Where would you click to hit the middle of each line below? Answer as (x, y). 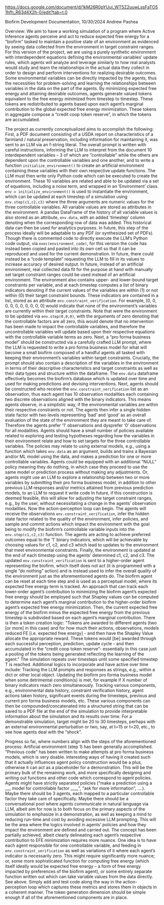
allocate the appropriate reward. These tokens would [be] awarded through (81, 638)
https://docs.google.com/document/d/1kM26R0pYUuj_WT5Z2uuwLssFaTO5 (82, 7)
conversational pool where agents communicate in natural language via (77, 804)
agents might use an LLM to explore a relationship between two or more (77, 477)
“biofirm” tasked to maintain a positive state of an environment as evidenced (82, 42)
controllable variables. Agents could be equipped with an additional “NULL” (81, 462)
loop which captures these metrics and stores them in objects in (92, 887)
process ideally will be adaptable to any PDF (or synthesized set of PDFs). (79, 233)
